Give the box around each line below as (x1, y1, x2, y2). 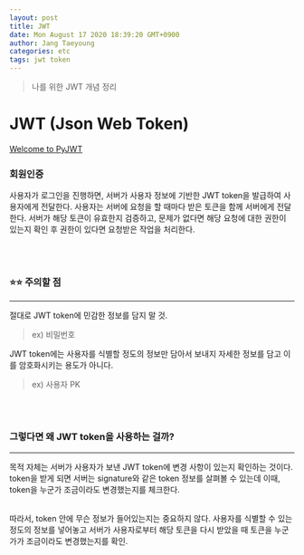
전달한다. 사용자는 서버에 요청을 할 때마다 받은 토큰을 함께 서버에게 (40, 201, 275, 213)
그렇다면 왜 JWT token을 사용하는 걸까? (9, 431, 175, 444)
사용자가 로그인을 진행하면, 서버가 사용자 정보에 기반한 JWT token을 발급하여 (9, 190, 282, 201)
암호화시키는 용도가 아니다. (18, 359, 114, 370)
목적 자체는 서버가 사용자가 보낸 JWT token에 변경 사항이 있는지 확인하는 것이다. (9, 461, 294, 472)
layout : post (9, 13, 59, 23)
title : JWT (9, 22, 51, 31)
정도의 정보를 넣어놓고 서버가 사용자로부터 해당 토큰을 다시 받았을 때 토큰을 (9, 524, 273, 535)
